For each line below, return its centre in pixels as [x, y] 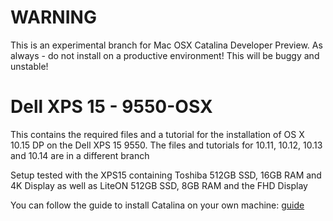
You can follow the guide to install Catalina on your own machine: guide [157, 205]
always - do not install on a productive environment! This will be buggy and [165, 55]
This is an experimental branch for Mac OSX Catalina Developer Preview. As [166, 45]
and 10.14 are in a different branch [80, 155]
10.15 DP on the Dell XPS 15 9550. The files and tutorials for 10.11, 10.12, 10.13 [166, 145]
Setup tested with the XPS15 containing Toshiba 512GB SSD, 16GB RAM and [166, 175]
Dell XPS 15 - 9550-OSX [111, 107]
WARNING [53, 17]
